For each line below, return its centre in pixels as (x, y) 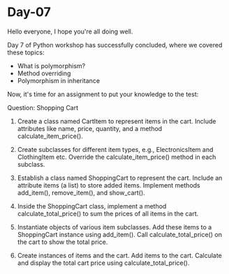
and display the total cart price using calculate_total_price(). (103, 263)
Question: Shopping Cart (43, 107)
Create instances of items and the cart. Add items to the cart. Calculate (119, 255)
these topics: (26, 52)
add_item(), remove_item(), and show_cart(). (81, 192)
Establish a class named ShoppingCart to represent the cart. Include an (120, 178)
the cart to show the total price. (62, 242)
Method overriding (44, 73)
